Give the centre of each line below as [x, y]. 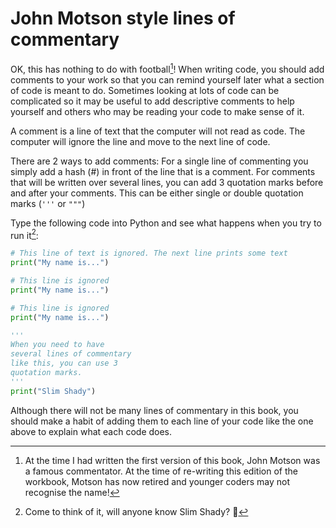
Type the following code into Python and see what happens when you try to [166, 223]
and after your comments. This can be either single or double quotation [157, 193]
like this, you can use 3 [64, 363]
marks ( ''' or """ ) [48, 203]
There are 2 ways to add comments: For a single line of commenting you [159, 161]
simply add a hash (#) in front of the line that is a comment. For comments [163, 171]
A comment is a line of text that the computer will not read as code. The [158, 131]
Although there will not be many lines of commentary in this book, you [154, 410]
